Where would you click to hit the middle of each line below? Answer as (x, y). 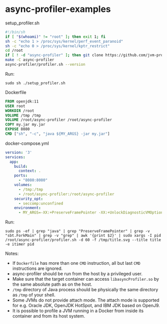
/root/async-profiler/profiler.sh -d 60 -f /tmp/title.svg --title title (83, 240)
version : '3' (19, 152)
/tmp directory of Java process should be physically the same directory (85, 290)
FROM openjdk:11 (22, 101)
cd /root (14, 51)
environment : (28, 208)
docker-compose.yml (27, 143)
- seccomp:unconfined (41, 203)
